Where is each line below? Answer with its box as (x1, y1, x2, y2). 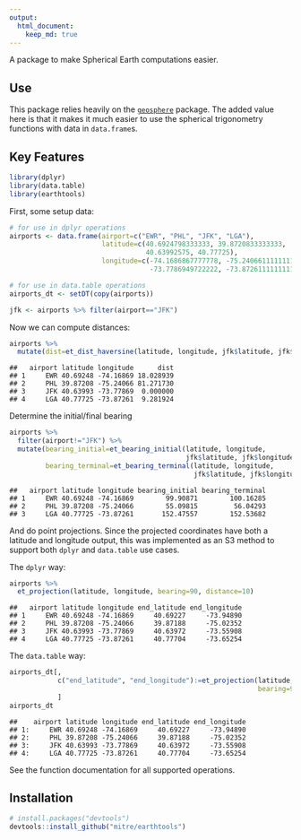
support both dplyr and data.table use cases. (9, 544, 180, 555)
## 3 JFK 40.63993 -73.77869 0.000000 (9, 387, 175, 396)
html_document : (17, 22, 74, 30)
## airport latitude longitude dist (9, 364, 175, 373)
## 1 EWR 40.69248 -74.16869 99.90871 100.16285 (9, 494, 267, 503)
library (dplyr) (9, 173, 66, 182)
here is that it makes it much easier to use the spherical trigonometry (9, 114, 263, 125)
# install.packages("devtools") (9, 814, 130, 823)
